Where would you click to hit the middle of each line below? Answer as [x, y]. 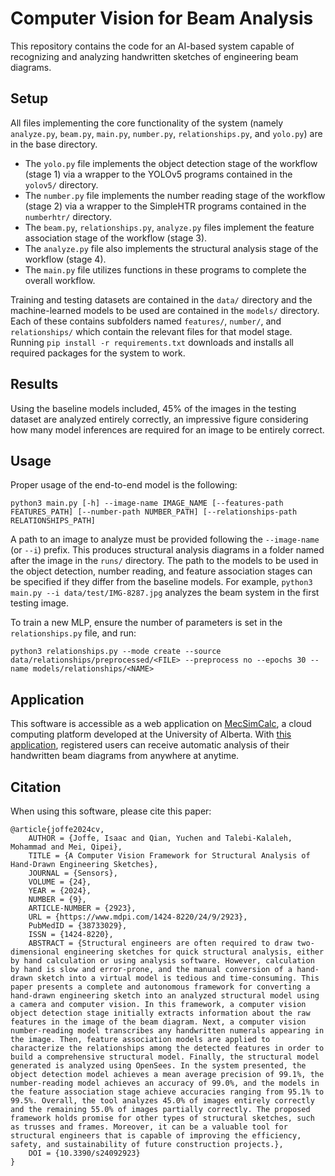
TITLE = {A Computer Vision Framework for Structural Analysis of [169, 856]
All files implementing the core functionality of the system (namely [147, 123]
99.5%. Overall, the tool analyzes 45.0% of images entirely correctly [162, 1101]
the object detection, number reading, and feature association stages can [161, 571]
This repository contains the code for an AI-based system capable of [152, 46]
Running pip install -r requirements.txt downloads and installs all [152, 342]
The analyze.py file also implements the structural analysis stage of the [171, 248]
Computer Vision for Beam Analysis [162, 18]
